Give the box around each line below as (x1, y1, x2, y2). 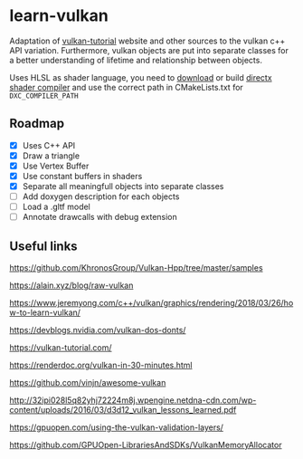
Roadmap (9, 116, 65, 131)
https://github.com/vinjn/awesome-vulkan (9, 378, 166, 388)
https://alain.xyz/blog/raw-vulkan (9, 280, 134, 291)
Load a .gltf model (22, 201, 90, 213)
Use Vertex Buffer (22, 160, 90, 171)
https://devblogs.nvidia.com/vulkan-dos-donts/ (9, 325, 186, 336)
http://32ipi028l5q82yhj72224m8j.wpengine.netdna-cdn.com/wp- (9, 395, 257, 406)
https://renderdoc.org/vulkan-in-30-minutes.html (9, 359, 193, 371)
